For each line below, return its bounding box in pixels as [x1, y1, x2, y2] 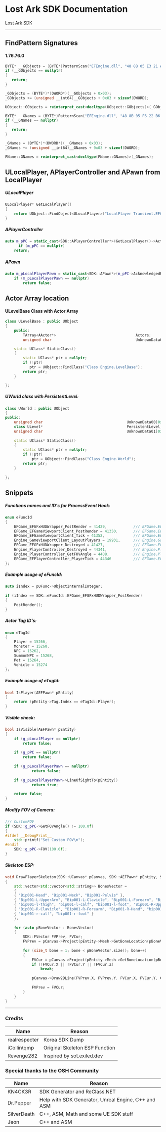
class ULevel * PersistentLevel [14, 424, 161, 429]
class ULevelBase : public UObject [5, 319, 79, 324]
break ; [40, 966, 54, 972]
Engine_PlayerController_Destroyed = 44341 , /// [14, 547, 140, 552]
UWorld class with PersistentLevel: [5, 393, 79, 399]
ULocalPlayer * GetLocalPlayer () [5, 202, 72, 207]
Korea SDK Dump [43, 1036, 84, 1043]
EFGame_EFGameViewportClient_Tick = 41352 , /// [14, 533, 140, 538]
